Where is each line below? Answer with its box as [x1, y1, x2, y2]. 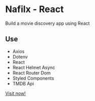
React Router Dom [12, 70, 51, 76]
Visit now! [5, 90, 26, 96]
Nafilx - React [5, 4, 64, 15]
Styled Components [12, 75, 55, 81]
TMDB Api [12, 80, 34, 86]
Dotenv [12, 54, 28, 60]
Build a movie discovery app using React [5, 20, 90, 26]
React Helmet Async [12, 64, 56, 70]
